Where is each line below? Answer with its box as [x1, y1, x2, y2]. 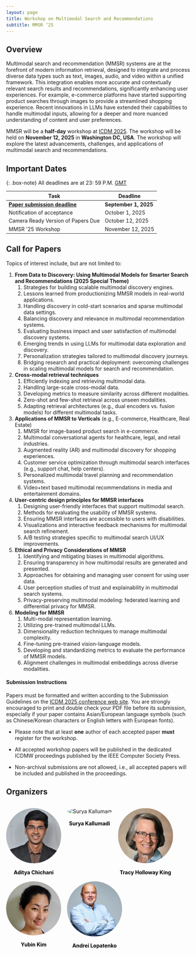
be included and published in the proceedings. [14, 770, 127, 777]
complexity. [23, 634, 52, 641]
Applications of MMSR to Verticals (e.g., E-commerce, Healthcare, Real [14, 415, 190, 422]
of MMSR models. [23, 652, 67, 659]
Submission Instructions [6, 679, 67, 686]
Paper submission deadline [8, 201, 77, 208]
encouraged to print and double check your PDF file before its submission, [6, 704, 187, 712]
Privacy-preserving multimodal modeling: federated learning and [23, 596, 180, 603]
